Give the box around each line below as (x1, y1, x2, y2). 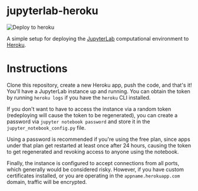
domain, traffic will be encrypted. (6, 178, 87, 185)
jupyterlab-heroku (6, 4, 99, 18)
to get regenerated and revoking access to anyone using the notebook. (6, 148, 179, 155)
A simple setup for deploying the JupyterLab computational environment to (6, 35, 189, 42)
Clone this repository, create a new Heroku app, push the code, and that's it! (6, 81, 192, 88)
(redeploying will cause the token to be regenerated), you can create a (6, 111, 178, 118)
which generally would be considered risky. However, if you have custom (6, 166, 184, 173)
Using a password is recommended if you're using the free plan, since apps (6, 136, 190, 143)
